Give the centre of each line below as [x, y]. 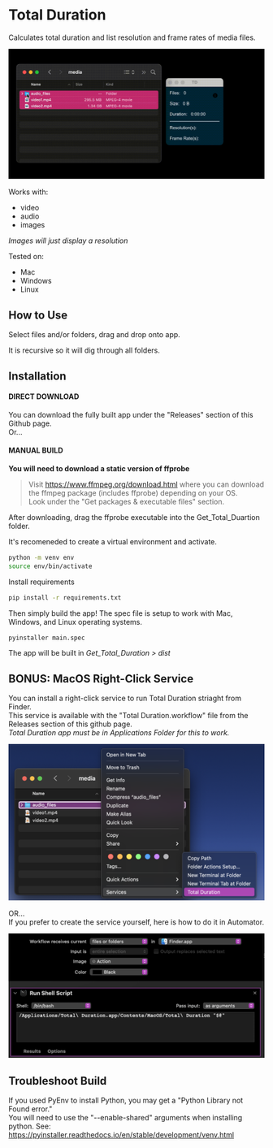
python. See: [30, 1126]
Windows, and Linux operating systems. [76, 622]
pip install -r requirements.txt [65, 598]
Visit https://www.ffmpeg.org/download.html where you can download [146, 484]
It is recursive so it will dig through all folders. [84, 350]
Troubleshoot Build [58, 1081]
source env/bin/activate [50, 566]
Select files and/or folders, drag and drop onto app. [94, 335]
